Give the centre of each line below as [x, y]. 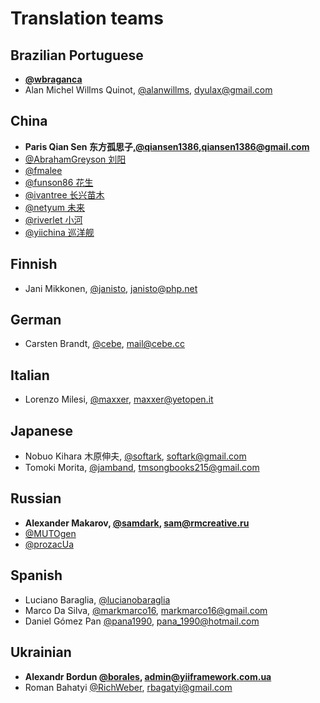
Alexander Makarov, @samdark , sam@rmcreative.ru [137, 523]
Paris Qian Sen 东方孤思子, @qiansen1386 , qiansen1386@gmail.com [167, 146]
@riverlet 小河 [53, 219]
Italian [30, 375]
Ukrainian [41, 652]
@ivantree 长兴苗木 [64, 194]
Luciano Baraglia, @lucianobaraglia [97, 599]
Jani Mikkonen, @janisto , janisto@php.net [111, 288]
